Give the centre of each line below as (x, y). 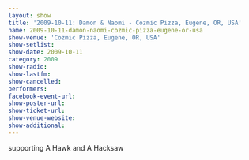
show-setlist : (32, 45)
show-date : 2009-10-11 (45, 52)
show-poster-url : (37, 103)
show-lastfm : (30, 74)
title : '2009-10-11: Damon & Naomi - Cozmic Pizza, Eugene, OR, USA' (125, 23)
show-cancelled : (35, 81)
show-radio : (28, 67)
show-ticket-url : (37, 111)
